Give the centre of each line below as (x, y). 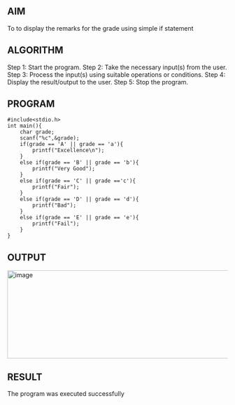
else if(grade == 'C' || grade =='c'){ (78, 181)
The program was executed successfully (66, 394)
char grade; (37, 132)
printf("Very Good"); (64, 169)
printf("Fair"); (56, 187)
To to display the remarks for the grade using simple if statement (100, 28)
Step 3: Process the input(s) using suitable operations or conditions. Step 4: (116, 74)
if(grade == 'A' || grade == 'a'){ (72, 145)
